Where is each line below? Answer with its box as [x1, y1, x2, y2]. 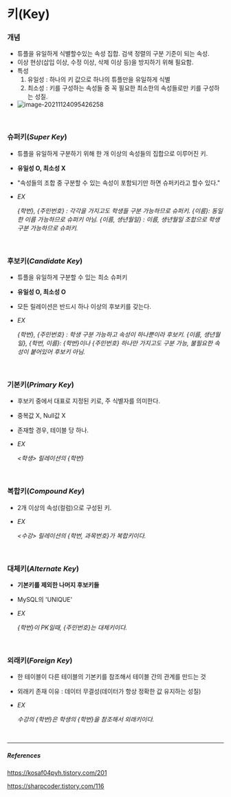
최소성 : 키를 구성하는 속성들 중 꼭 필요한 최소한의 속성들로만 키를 [27, 84, 201, 92]
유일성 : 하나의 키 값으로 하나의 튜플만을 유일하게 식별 [27, 75, 170, 83]
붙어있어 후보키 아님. [30, 347, 86, 356]
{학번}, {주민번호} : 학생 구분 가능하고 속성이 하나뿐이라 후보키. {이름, [16, 330, 202, 339]
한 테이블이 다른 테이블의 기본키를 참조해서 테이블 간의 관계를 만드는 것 [16, 673, 206, 681]
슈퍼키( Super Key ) [7, 132, 67, 142]
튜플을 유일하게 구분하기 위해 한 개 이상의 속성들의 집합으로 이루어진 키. [16, 149, 208, 157]
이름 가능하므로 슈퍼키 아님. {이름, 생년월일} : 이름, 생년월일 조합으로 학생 [24, 215, 220, 223]
